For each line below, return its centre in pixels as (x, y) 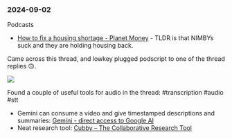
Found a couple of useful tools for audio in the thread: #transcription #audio (115, 93)
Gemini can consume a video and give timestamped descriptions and (116, 113)
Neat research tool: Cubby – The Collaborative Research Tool (105, 128)
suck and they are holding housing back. (75, 46)
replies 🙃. (22, 66)
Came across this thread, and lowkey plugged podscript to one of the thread (116, 59)
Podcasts (21, 25)
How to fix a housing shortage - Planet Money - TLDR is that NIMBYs (115, 38)
